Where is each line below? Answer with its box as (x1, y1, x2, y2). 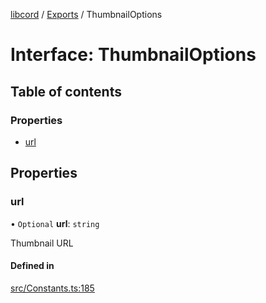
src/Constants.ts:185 (10, 282, 95, 294)
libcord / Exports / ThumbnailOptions (10, 9, 163, 20)
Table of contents (10, 83, 122, 100)
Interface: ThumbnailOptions (10, 44, 257, 66)
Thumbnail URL (10, 237, 74, 249)
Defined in (10, 260, 55, 272)
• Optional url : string (10, 217, 100, 229)
